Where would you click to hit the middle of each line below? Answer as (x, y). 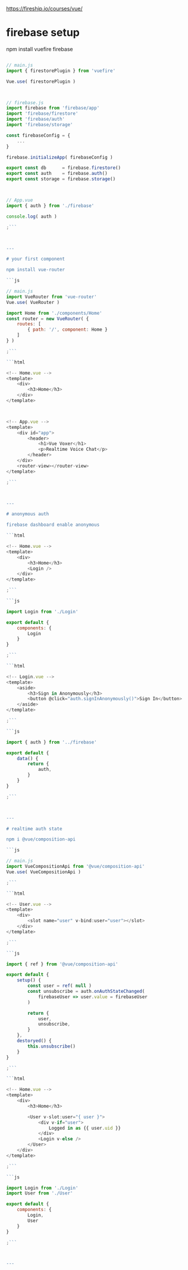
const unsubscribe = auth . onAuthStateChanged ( (86, 992)
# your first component (36, 259)
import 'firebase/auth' (36, 119)
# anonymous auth (28, 514)
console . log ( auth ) (32, 217)
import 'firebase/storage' (40, 125)
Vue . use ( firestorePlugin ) (41, 81)
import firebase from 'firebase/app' (53, 108)
